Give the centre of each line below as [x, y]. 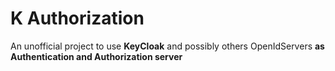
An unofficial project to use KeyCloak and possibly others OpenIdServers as [167, 46]
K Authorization [77, 18]
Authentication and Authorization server [96, 56]
